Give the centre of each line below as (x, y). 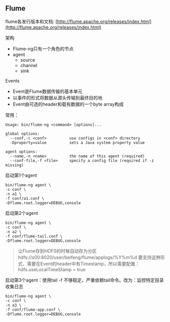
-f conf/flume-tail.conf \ (34, 236)
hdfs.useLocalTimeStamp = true (52, 269)
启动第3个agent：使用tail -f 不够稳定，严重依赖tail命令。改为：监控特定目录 (85, 280)
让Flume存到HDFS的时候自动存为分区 (57, 251)
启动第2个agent (22, 213)
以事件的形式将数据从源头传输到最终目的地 (57, 97)
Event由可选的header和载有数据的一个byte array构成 (68, 104)
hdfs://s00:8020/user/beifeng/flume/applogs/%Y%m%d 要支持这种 (89, 257)
